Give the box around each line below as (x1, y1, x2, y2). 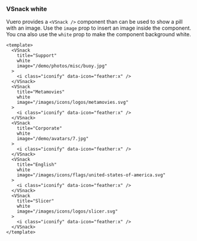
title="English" (17, 162, 58, 168)
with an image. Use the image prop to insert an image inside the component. (6, 24, 192, 31)
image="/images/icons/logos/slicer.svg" (17, 208, 118, 215)
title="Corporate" (17, 125, 62, 132)
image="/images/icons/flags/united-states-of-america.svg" (17, 172, 166, 178)
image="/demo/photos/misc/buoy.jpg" (17, 63, 108, 69)
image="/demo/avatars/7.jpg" (17, 136, 89, 142)
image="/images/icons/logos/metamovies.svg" (17, 100, 129, 106)
